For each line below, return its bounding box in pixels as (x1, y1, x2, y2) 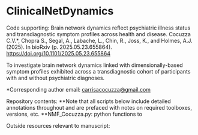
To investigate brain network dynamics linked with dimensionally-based (6, 61, 183, 69)
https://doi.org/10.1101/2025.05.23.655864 (6, 49, 111, 57)
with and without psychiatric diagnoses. (6, 74, 105, 81)
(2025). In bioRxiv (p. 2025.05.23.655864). (6, 43, 112, 51)
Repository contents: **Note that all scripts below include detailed (6, 98, 171, 105)
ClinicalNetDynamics (6, 4, 114, 18)
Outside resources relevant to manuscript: (6, 122, 110, 129)
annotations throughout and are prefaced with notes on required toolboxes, (6, 104, 192, 111)
